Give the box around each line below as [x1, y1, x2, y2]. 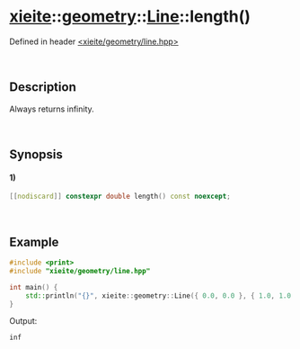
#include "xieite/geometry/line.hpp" [9, 266, 151, 275]
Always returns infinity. [9, 103, 94, 114]
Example [9, 234, 59, 249]
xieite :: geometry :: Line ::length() [9, 6, 251, 27]
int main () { [9, 282, 58, 291]
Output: [9, 316, 38, 327]
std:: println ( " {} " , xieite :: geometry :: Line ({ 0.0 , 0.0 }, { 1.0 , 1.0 [25, 291, 292, 300]
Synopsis [9, 147, 63, 163]
